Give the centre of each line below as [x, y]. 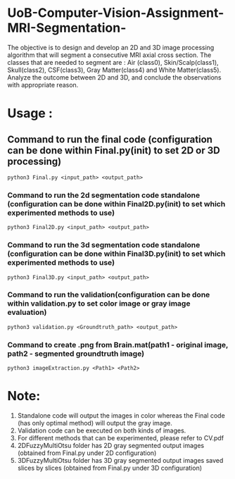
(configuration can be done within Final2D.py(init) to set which [116, 204]
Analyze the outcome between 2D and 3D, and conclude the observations [114, 77]
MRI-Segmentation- [67, 28]
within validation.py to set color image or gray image [99, 304]
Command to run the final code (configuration [110, 139]
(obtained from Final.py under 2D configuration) [87, 453]
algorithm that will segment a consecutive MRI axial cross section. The [109, 55]
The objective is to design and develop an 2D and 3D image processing [111, 47]
